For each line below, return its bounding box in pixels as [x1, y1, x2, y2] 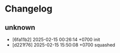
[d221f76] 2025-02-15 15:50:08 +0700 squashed [12, 42, 115, 48]
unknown [5, 23, 35, 32]
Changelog [5, 3, 53, 15]
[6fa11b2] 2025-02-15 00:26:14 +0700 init [12, 36, 101, 42]
